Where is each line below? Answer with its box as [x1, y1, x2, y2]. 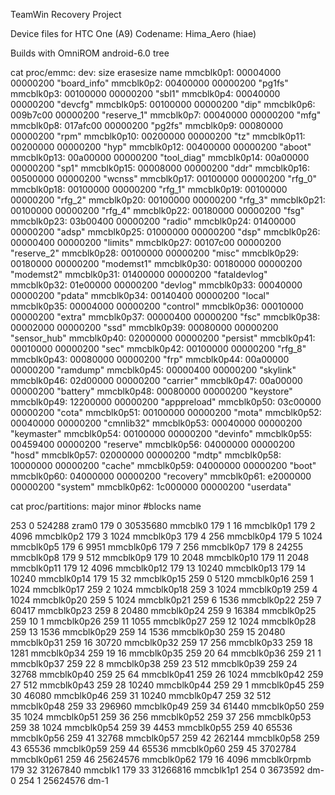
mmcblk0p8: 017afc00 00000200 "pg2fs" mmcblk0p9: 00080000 [10, 120, 284, 131]
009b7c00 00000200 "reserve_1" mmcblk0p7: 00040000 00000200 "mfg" [10, 109, 322, 121]
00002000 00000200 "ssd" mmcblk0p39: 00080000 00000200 [10, 322, 279, 333]
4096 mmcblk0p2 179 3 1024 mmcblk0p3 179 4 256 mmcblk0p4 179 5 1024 [10, 530, 323, 542]
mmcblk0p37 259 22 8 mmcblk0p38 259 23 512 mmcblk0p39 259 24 [10, 658, 298, 669]
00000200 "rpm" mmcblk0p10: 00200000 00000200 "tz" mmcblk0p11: [10, 130, 306, 142]
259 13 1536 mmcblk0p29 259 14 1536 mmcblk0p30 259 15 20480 [10, 626, 286, 638]
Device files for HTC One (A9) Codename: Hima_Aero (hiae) [10, 28, 257, 39]
